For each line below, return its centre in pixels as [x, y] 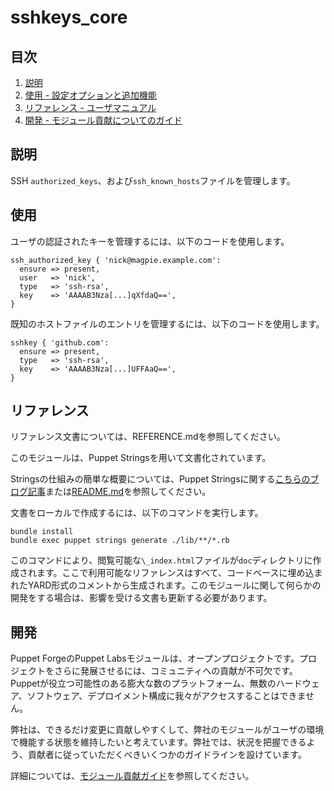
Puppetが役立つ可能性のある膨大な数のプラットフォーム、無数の [143, 683]
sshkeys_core [69, 17]
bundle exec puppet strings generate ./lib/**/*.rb [120, 541]
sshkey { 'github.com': [60, 342]
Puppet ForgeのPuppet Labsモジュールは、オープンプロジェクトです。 [155, 658]
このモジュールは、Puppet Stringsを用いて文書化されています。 [141, 458]
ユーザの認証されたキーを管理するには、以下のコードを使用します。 [150, 241]
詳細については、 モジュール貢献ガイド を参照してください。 [132, 776]
